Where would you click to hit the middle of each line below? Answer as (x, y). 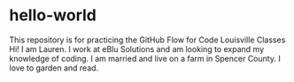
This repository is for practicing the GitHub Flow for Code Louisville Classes (147, 40)
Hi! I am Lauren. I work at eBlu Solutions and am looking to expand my (137, 48)
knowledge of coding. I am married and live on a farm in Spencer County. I (145, 58)
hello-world (53, 15)
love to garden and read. (54, 68)
